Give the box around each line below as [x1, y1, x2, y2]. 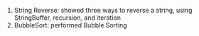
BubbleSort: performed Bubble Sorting [14, 21, 127, 29]
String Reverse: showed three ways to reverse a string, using [14, 6, 193, 14]
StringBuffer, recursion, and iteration [14, 13, 121, 22]
